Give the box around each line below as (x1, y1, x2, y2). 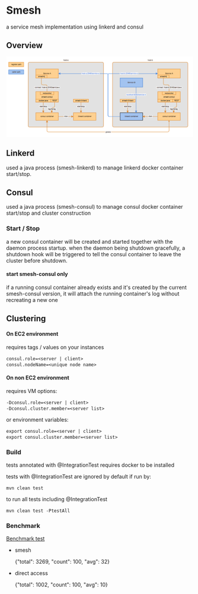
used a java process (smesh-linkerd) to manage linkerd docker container (6, 164, 184, 171)
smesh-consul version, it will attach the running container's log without (6, 290, 180, 297)
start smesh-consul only (6, 271, 68, 278)
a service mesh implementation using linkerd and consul (6, 23, 144, 30)
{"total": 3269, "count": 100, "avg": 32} (14, 558, 110, 565)
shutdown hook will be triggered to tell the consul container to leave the (6, 250, 181, 257)
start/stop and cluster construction (6, 209, 91, 217)
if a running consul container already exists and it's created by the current (6, 284, 187, 291)
